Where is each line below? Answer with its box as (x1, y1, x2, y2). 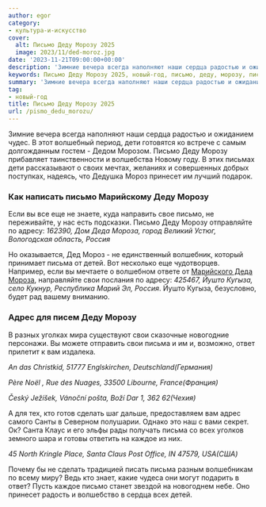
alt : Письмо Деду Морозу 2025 (15, 41, 115, 49)
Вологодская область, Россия (8, 235, 111, 244)
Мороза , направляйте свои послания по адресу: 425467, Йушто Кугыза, (8, 275, 253, 285)
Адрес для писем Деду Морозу (8, 312, 137, 323)
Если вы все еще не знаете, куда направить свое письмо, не (8, 209, 215, 219)
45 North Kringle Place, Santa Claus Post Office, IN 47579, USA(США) (8, 449, 238, 459)
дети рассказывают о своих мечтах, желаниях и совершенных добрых (8, 163, 249, 172)
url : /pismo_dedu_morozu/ (8, 108, 93, 116)
